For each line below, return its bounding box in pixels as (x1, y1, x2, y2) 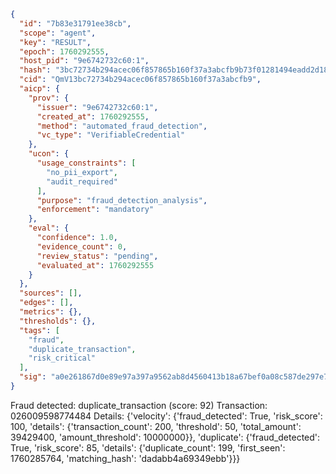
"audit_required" (46, 176, 118, 187)
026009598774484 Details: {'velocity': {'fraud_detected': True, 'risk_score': (10, 410, 323, 422)
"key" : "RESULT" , (19, 37, 92, 47)
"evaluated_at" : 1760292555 (36, 260, 155, 270)
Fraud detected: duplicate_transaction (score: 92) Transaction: (10, 399, 268, 411)
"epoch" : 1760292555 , (19, 46, 110, 57)
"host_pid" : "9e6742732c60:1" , (19, 56, 150, 66)
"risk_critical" (28, 353, 97, 364)
